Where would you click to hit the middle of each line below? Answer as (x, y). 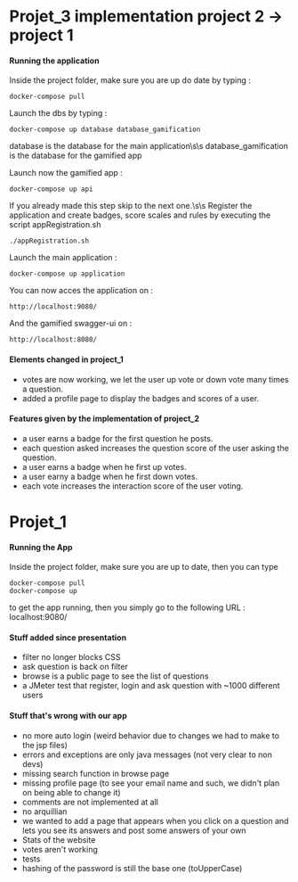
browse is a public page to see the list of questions (115, 676)
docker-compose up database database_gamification (105, 130)
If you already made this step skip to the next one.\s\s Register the (131, 206)
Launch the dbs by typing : (58, 113)
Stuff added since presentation (68, 637)
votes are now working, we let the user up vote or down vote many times (155, 379)
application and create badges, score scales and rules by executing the (140, 215)
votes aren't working (60, 849)
